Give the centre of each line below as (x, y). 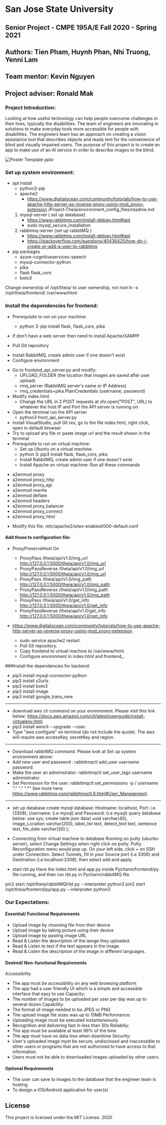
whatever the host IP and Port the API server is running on (79, 407)
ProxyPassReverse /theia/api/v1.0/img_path (64, 590)
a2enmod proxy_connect (37, 511)
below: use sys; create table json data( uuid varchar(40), (70, 818)
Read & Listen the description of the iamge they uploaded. (71, 941)
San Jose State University (59, 9)
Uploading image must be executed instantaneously (65, 1020)
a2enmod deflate (30, 495)
